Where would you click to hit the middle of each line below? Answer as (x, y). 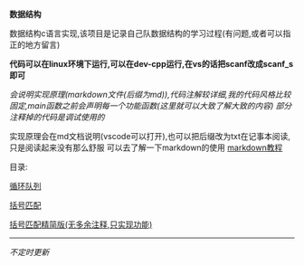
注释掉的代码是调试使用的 (57, 117)
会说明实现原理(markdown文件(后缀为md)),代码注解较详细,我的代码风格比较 (150, 95)
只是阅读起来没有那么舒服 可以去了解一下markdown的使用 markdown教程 (146, 147)
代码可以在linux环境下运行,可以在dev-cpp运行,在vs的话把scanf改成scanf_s (152, 64)
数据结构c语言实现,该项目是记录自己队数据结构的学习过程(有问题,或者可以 (146, 33)
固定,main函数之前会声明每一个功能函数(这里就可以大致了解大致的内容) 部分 (151, 106)
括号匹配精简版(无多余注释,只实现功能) (81, 224)
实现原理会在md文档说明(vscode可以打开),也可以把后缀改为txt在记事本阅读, (150, 136)
